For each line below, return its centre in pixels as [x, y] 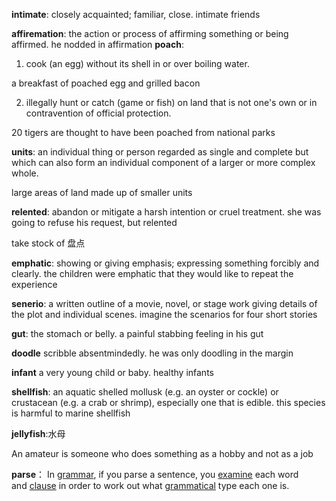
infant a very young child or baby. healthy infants [112, 372]
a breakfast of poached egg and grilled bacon [106, 83]
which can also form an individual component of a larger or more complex [163, 162]
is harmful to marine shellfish [71, 413]
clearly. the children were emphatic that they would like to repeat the [152, 273]
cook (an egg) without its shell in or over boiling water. [137, 63]
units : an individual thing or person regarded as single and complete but [160, 152]
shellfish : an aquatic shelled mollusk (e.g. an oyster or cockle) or [145, 392]
